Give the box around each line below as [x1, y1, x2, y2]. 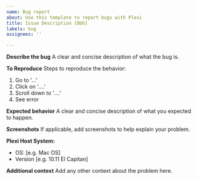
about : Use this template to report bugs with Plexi [6, 14, 142, 21]
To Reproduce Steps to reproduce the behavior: [6, 65, 126, 72]
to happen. [6, 114, 33, 121]
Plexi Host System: [6, 137, 55, 145]
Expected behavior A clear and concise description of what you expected [6, 108, 192, 115]
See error [15, 96, 39, 103]
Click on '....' [15, 83, 46, 91]
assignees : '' [6, 31, 42, 37]
